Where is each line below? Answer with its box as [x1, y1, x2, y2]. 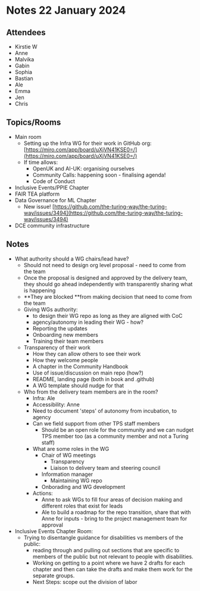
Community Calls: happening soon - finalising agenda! [32, 171, 166, 178]
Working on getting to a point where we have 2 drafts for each [32, 559, 186, 567]
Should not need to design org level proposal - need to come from [23, 261, 186, 268]
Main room [14, 133, 42, 140]
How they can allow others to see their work [32, 350, 141, 357]
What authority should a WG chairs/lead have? [14, 255, 129, 262]
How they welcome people [32, 356, 98, 364]
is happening [23, 287, 56, 294]
